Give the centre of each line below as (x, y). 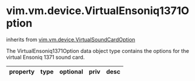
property (22, 72)
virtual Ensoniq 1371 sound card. (45, 57)
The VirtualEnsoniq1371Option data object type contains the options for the (98, 50)
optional (71, 72)
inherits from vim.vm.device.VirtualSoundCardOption (71, 39)
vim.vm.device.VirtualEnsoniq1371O (98, 11)
